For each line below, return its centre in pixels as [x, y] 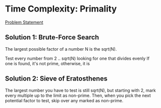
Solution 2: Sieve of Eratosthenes [56, 79]
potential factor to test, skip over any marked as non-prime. [64, 100]
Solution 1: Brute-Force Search [52, 37]
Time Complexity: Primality [61, 9]
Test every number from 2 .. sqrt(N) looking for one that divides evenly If [77, 58]
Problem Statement [24, 22]
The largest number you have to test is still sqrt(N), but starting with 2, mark [80, 90]
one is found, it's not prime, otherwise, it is [48, 63]
